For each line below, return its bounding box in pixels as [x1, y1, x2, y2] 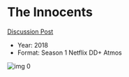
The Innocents [7, 4, 93, 20]
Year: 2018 [17, 41, 49, 49]
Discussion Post [7, 27, 54, 36]
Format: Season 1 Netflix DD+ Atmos [17, 48, 122, 57]
